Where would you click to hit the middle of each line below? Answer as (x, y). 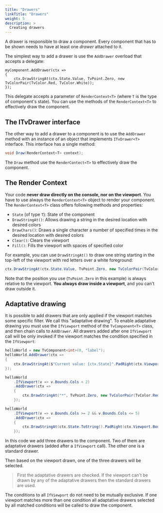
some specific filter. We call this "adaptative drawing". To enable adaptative (81, 321)
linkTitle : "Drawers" (27, 14)
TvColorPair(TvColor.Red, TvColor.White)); (50, 83)
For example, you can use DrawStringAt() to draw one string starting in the (80, 255)
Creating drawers (27, 28)
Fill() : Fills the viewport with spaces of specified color (68, 245)
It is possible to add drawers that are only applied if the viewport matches (78, 316)
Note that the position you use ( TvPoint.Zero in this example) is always (76, 278)
